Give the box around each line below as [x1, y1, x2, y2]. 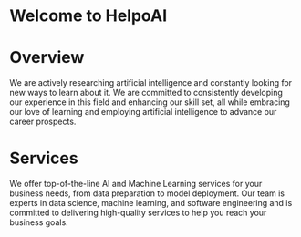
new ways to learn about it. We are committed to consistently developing [9, 88, 283, 98]
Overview [9, 47, 85, 68]
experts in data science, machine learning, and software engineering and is [9, 198, 293, 209]
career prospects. [9, 116, 77, 128]
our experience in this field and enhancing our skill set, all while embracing [9, 97, 290, 108]
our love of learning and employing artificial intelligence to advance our [9, 107, 277, 118]
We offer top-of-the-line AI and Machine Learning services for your [9, 179, 263, 190]
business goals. [9, 217, 68, 228]
